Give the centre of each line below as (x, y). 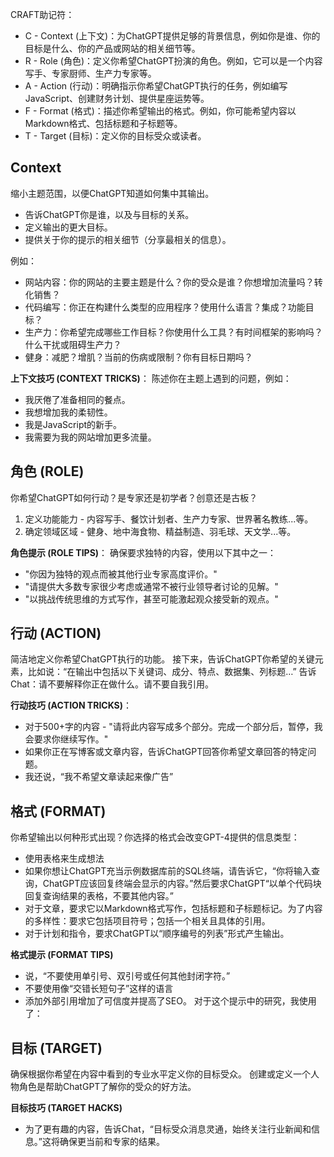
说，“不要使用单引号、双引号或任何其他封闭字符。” (127, 976)
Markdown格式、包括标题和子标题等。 (103, 123)
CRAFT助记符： (42, 14)
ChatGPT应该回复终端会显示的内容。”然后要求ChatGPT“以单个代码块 (182, 884)
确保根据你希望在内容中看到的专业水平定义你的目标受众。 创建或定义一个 (160, 1074)
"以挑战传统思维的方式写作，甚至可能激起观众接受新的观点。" (151, 599)
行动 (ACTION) (56, 633)
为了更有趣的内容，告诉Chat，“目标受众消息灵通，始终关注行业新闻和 (168, 1129)
